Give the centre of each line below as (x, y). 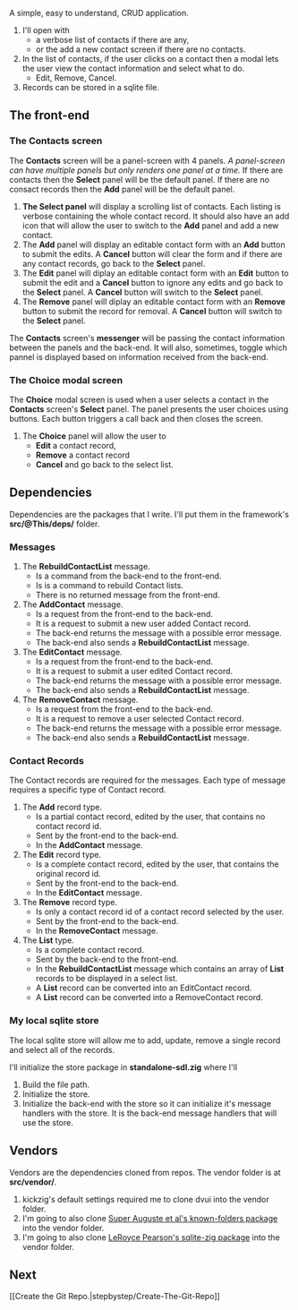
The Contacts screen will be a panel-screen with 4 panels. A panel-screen (147, 160)
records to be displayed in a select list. (106, 979)
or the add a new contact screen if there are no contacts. (140, 49)
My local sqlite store (55, 1021)
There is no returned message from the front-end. (128, 595)
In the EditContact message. (89, 893)
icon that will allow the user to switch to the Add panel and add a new (150, 225)
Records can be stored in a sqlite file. (90, 87)
